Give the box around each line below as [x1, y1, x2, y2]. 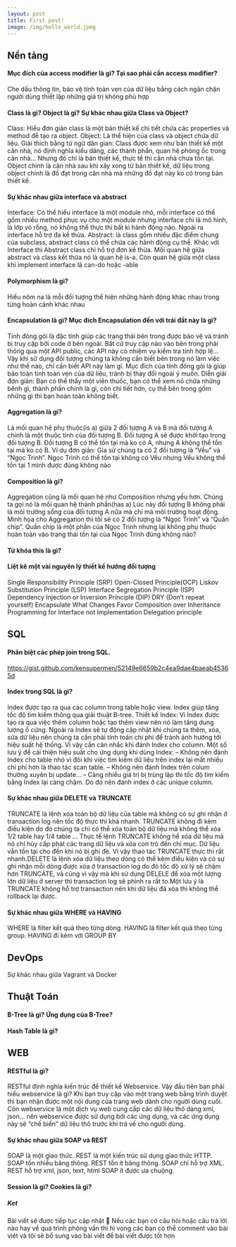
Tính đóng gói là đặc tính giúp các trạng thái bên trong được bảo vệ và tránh [7, 332, 229, 340]
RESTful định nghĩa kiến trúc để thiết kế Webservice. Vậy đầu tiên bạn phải [7, 1082, 225, 1091]
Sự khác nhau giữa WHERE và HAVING [7, 908, 122, 917]
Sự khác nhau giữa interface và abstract [7, 192, 127, 201]
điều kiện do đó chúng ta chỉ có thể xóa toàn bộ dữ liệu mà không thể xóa [7, 824, 221, 833]
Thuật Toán [7, 991, 58, 1003]
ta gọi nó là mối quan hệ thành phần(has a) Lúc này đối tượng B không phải [7, 500, 225, 509]
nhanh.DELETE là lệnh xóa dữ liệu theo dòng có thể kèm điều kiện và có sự [7, 854, 225, 863]
